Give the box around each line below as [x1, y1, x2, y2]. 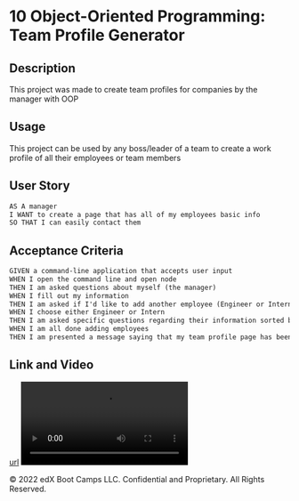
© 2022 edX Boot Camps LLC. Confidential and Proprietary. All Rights [9, 473, 265, 484]
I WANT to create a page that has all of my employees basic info [9, 210, 261, 219]
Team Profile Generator [9, 25, 185, 45]
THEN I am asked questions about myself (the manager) [9, 283, 217, 292]
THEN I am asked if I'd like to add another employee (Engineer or [9, 300, 265, 309]
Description [9, 61, 76, 76]
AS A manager [9, 202, 58, 211]
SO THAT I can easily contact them [9, 218, 141, 228]
